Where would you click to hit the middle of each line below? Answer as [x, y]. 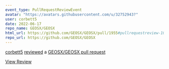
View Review [18, 61]
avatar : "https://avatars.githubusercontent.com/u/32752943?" [72, 14]
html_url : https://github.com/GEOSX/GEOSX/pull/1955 [62, 33]
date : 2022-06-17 [23, 24]
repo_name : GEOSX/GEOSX [30, 28]
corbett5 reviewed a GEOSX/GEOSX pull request [55, 52]
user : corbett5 [21, 19]
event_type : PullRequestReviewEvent [44, 10]
